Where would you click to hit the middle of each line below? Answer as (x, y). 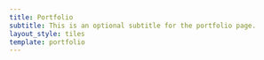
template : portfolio (48, 42)
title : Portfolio (41, 17)
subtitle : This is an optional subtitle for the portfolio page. (132, 26)
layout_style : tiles (48, 34)
